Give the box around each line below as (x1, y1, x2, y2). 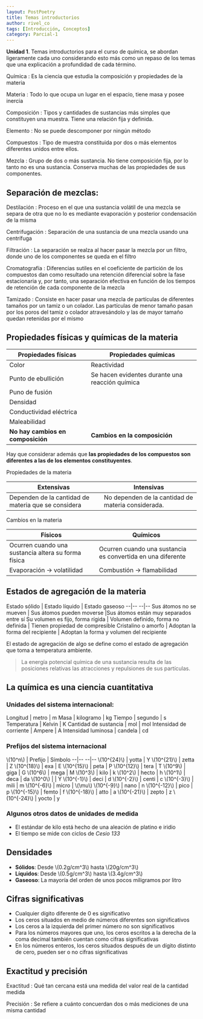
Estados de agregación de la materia (6, 586, 146, 597)
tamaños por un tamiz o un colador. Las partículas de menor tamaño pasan (6, 302, 193, 309)
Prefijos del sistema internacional (6, 742, 107, 751)
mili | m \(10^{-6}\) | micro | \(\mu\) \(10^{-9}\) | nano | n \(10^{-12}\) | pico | (6, 782, 193, 789)
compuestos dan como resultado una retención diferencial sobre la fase (6, 271, 185, 278)
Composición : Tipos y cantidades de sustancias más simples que (6, 109, 170, 116)
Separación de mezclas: (6, 187, 98, 197)
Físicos (40, 531, 62, 539)
